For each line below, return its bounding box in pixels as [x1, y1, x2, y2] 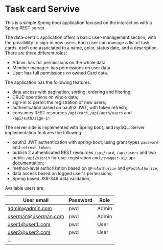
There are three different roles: [5, 50, 67, 56]
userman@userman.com [7, 213, 65, 220]
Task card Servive [5, 3, 80, 15]
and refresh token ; [12, 144, 51, 150]
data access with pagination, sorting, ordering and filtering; [12, 89, 132, 95]
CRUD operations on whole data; [12, 94, 79, 100]
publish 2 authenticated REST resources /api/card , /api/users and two [12, 150, 156, 155]
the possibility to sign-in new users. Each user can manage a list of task [5, 39, 150, 45]
